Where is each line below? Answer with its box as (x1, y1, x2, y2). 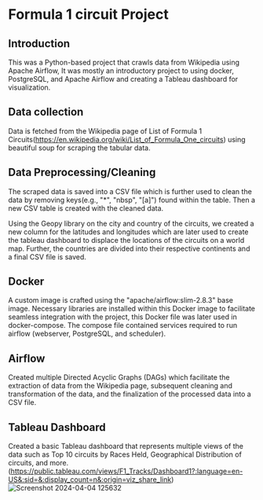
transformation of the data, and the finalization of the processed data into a (8, 389, 251, 399)
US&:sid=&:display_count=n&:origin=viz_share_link (8, 475, 172, 484)
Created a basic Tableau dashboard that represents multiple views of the (8, 442, 243, 451)
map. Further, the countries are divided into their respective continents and (8, 244, 250, 253)
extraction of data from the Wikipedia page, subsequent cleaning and (8, 381, 233, 391)
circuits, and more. (8, 458, 69, 468)
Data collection (8, 105, 84, 119)
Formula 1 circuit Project (8, 6, 169, 24)
